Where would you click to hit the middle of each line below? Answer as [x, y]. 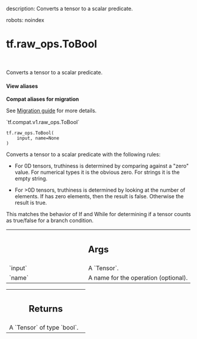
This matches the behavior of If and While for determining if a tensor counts [98, 214]
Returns [46, 309]
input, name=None [38, 138]
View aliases [22, 86]
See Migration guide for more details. [51, 111]
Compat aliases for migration [43, 99]
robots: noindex [25, 20]
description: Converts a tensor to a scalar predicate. [70, 9]
